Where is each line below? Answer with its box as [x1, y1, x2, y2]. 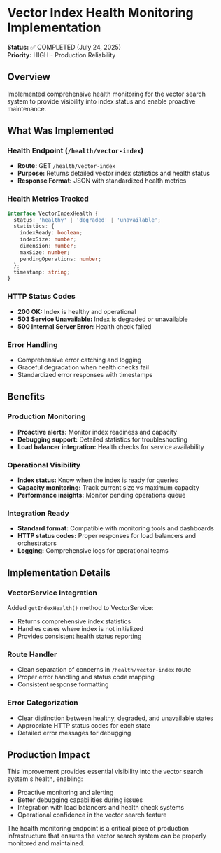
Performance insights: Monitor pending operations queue [17, 491, 186, 499]
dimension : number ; [20, 243, 77, 250]
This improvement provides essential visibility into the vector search [7, 768, 204, 776]
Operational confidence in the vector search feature [17, 810, 167, 819]
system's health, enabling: [7, 775, 83, 783]
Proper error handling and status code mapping [17, 673, 155, 682]
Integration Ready [7, 508, 70, 518]
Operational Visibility [7, 460, 81, 470]
